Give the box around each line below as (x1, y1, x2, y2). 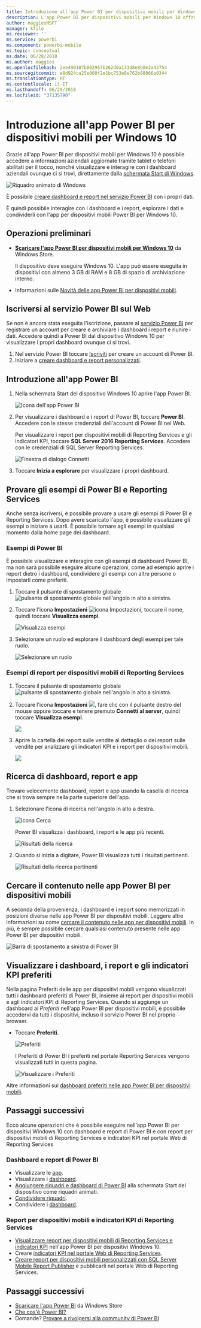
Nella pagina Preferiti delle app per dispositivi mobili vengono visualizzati (6, 985, 187, 993)
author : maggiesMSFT (6, 20, 58, 26)
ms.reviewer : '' (6, 31, 47, 37)
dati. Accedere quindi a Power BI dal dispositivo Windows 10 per (6, 332, 165, 340)
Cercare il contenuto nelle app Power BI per (6, 881, 171, 891)
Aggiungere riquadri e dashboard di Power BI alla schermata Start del (14, 1182, 187, 1189)
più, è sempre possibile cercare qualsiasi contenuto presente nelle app (6, 925, 181, 932)
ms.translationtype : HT (6, 75, 66, 81)
